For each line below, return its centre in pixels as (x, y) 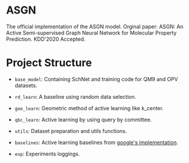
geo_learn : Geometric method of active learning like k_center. (89, 108)
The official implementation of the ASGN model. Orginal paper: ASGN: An (95, 26)
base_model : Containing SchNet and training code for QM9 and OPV (96, 79)
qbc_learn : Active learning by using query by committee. (83, 119)
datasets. (26, 85)
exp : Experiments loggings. (47, 154)
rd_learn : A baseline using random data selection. (75, 97)
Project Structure (49, 63)
